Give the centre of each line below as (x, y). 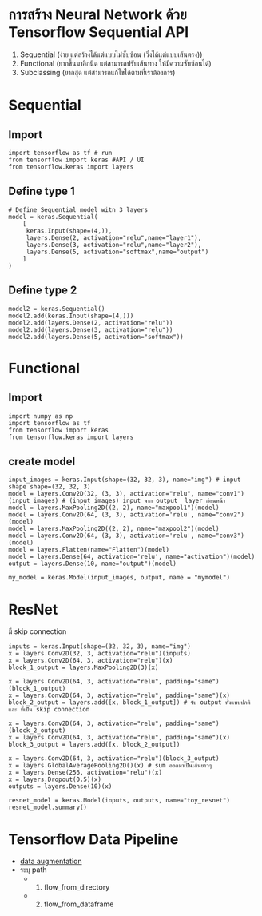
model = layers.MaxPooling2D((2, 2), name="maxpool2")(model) (114, 529)
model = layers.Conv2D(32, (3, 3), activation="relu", (101, 494)
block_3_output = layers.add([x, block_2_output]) (94, 745)
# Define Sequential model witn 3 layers (78, 209)
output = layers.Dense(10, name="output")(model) (93, 564)
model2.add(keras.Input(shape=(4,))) (71, 316)
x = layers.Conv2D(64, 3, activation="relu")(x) (91, 661)
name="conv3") (221, 536)
